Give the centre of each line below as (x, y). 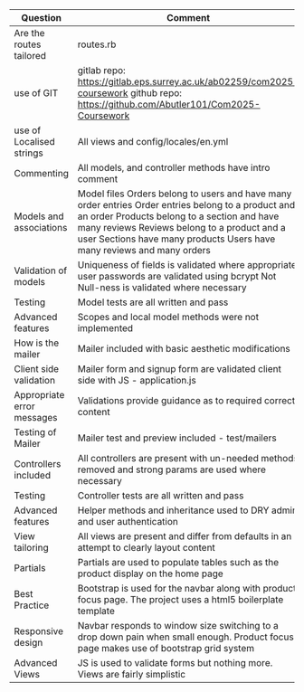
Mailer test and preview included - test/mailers (177, 438)
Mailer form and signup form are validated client (180, 369)
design (28, 643)
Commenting (42, 173)
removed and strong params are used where (172, 469)
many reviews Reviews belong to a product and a (182, 228)
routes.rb (97, 44)
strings (28, 153)
